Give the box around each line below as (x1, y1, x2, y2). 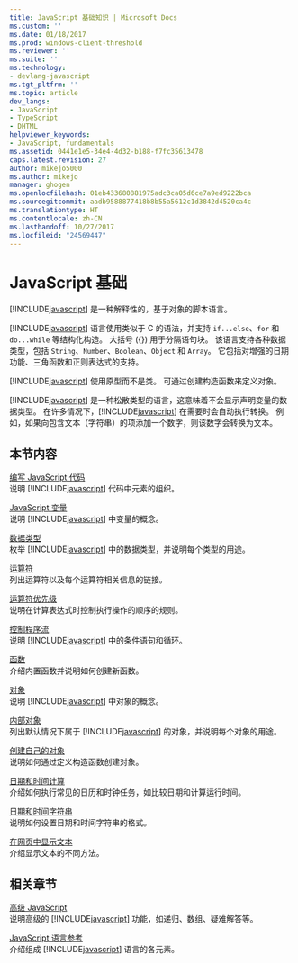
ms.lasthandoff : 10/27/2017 (9, 222, 115, 231)
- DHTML (9, 122, 39, 131)
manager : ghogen (9, 181, 70, 190)
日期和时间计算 (9, 776, 65, 787)
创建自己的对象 (9, 745, 65, 756)
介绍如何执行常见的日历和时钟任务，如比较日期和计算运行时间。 (9, 787, 246, 797)
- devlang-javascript (9, 72, 91, 81)
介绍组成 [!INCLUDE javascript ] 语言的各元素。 (9, 943, 180, 954)
